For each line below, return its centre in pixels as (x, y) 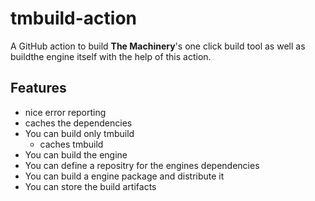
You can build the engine (76, 154)
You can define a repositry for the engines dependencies (142, 165)
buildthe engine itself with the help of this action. (111, 56)
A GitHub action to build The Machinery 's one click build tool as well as (158, 46)
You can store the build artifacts (90, 186)
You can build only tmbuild (79, 133)
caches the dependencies (78, 123)
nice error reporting (65, 112)
